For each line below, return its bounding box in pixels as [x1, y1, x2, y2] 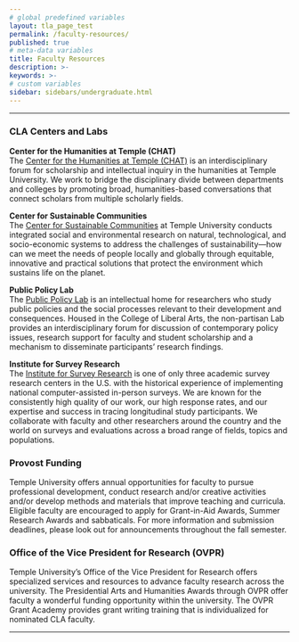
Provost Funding [9, 457, 82, 469]
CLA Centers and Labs [9, 126, 109, 138]
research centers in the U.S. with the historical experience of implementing [9, 377, 284, 388]
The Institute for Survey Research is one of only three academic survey [9, 367, 271, 379]
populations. [9, 434, 55, 445]
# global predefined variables [9, 12, 125, 22]
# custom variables [9, 79, 82, 88]
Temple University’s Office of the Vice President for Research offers [9, 567, 258, 578]
